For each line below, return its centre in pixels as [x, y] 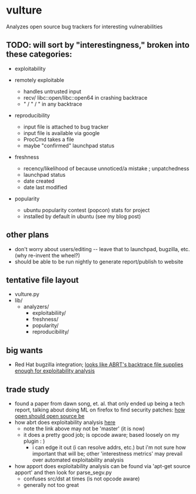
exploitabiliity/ [49, 313]
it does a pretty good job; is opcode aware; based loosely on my [101, 435]
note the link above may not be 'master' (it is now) [84, 429]
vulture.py [27, 294]
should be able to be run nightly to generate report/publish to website [99, 261]
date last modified [45, 187]
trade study [28, 389]
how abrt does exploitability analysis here [65, 422]
